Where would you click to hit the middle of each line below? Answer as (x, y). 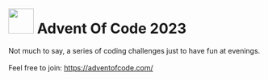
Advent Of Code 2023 (112, 29)
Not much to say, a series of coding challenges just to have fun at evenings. (134, 50)
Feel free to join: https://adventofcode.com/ (81, 67)
